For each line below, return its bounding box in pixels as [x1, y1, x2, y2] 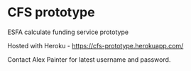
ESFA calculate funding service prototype [7, 28, 129, 36]
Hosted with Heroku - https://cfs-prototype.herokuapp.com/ [7, 41, 184, 50]
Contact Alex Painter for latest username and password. [7, 55, 171, 64]
